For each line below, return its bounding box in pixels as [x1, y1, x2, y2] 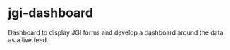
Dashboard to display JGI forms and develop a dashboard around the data [8, 28, 224, 37]
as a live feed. [8, 35, 49, 44]
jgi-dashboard [8, 5, 94, 21]
